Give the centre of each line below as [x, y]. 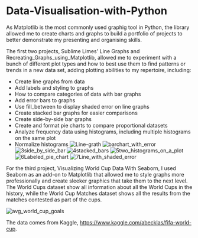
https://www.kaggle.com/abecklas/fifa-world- [136, 222]
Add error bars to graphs [45, 100]
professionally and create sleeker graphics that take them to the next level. [97, 181]
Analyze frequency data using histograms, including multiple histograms [103, 132]
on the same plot [35, 138]
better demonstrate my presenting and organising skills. [74, 40]
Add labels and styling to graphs [54, 87]
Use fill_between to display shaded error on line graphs [82, 106]
